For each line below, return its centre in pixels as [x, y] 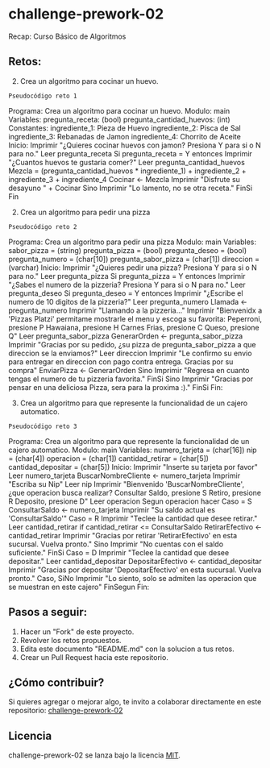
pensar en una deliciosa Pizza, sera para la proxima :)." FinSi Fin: [116, 387]
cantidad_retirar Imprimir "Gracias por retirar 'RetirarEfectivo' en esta [123, 535]
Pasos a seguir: [48, 612]
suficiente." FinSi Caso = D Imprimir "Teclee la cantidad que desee [119, 552]
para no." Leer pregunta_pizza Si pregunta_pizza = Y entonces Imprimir [127, 276]
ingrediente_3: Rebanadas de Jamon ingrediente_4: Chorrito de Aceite [125, 136]
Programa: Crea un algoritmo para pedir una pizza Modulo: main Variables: [132, 242]
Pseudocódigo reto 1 [43, 96]
